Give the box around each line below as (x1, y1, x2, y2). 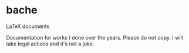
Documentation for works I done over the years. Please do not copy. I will (6, 34, 183, 41)
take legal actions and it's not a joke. (6, 40, 95, 47)
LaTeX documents (6, 23, 50, 30)
